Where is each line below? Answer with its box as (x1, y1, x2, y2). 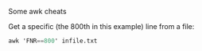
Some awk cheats (8, 7, 67, 16)
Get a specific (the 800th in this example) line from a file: (8, 22, 195, 31)
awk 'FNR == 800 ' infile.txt (8, 37, 98, 45)
